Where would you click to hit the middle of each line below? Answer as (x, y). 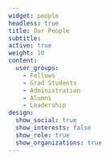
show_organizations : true (59, 143)
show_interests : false (53, 128)
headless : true (34, 23)
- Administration (52, 90)
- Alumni (37, 98)
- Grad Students (50, 83)
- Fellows (39, 75)
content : (23, 61)
